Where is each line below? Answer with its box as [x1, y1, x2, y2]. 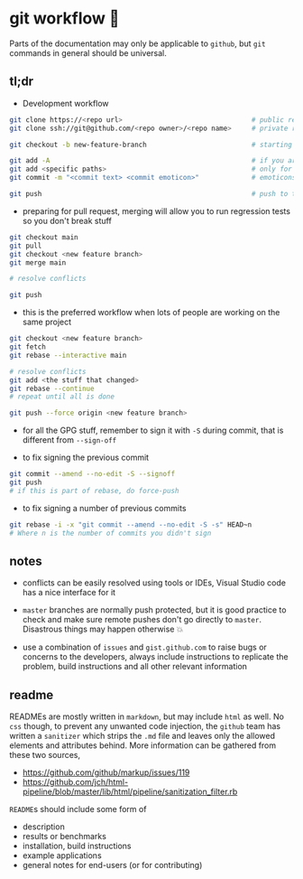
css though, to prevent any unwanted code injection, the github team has [9, 721, 281, 732]
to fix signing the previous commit [22, 452, 150, 463]
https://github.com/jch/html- [22, 777, 129, 788]
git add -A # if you [9, 156, 284, 165]
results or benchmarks [22, 831, 106, 842]
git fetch [9, 342, 47, 351]
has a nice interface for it [22, 587, 115, 598]
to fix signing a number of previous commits [22, 502, 187, 513]
